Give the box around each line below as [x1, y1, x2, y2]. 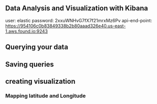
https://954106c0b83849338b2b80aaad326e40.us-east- [5, 23, 126, 29]
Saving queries [5, 60, 54, 69]
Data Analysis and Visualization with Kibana [5, 4, 148, 13]
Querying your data [5, 43, 69, 51]
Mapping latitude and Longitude [5, 92, 86, 99]
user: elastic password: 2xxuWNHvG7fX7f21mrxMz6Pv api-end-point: [5, 17, 152, 23]
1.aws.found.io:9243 [5, 28, 48, 34]
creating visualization [5, 77, 76, 85]
